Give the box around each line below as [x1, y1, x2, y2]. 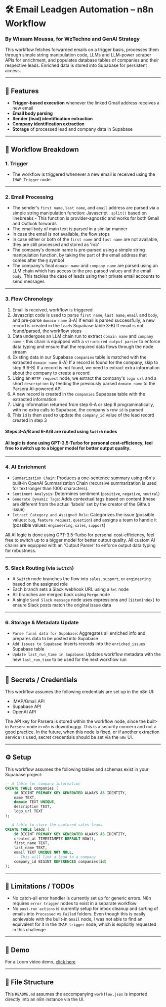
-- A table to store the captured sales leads [5, 822, 103, 827]
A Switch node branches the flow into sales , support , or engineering [12, 575, 151, 582]
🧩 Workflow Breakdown [5, 145, 79, 153]
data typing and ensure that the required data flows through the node [12, 344, 154, 350]
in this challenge [12, 927, 46, 933]
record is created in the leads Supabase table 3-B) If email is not [12, 322, 144, 328]
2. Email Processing [5, 194, 53, 201]
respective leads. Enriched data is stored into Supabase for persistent [5, 62, 147, 68]
